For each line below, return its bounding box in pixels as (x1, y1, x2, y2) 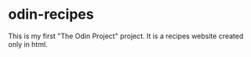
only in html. (8, 39, 49, 48)
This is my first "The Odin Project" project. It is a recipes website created (8, 31, 244, 41)
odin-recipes (8, 5, 94, 23)
